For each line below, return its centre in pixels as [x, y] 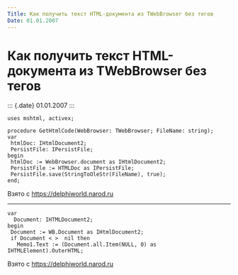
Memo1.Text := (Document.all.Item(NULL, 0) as [87, 245]
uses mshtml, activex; [41, 119]
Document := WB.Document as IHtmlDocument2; [77, 232]
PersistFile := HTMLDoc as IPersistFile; [72, 168]
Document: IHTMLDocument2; [53, 220]
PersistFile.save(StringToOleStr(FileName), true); [88, 175]
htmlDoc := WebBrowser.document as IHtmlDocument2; [88, 162]
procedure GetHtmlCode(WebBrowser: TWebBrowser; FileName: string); [110, 131]
